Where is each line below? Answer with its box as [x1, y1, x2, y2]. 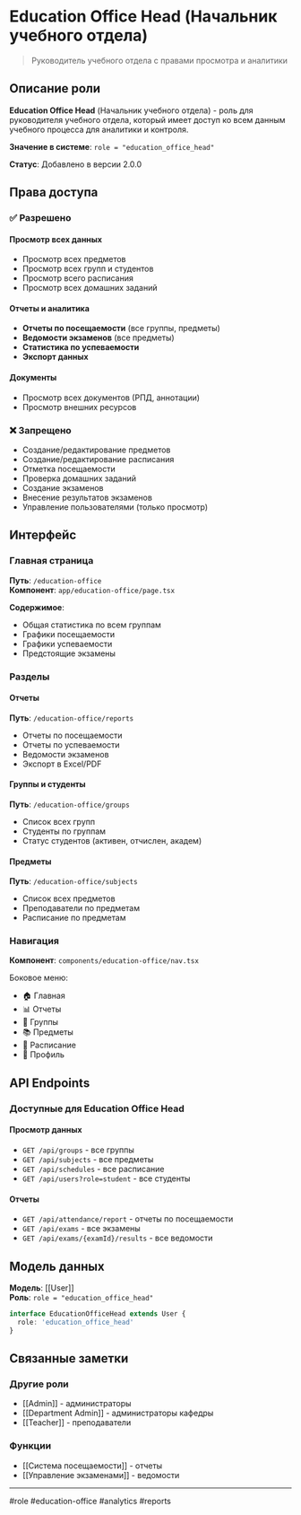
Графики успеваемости [21, 638, 113, 649]
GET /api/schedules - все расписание [21, 1164, 165, 1174]
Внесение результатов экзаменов [21, 492, 152, 503]
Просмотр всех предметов [21, 254, 127, 265]
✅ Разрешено [9, 212, 72, 224]
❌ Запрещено [9, 424, 72, 436]
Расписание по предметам [21, 913, 126, 924]
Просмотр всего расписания [21, 273, 134, 284]
